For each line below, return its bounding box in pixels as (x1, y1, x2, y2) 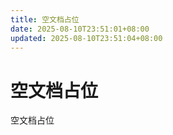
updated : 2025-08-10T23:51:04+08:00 (10, 33, 163, 43)
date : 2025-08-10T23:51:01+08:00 (10, 24, 150, 34)
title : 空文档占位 (10, 14, 80, 25)
